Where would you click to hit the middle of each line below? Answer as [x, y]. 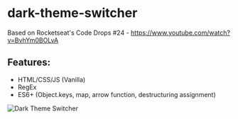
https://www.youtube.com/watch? [180, 33]
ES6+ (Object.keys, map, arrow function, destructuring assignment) [117, 94]
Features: [29, 63]
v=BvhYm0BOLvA [33, 40]
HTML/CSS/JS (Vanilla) [52, 79]
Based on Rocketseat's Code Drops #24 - [68, 33]
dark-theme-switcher [72, 13]
